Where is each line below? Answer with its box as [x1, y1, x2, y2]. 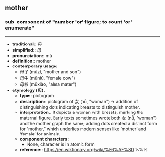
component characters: [19, 136, 69, 142]
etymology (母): [12, 87, 45, 93]
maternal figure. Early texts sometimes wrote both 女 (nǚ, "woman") [19, 115, 157, 121]
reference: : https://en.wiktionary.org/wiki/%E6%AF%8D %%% [19, 146, 148, 152]
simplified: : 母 [12, 47, 42, 53]
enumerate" [5, 24, 35, 31]
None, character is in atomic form [27, 141, 95, 147]
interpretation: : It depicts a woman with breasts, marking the [19, 109, 143, 115]
